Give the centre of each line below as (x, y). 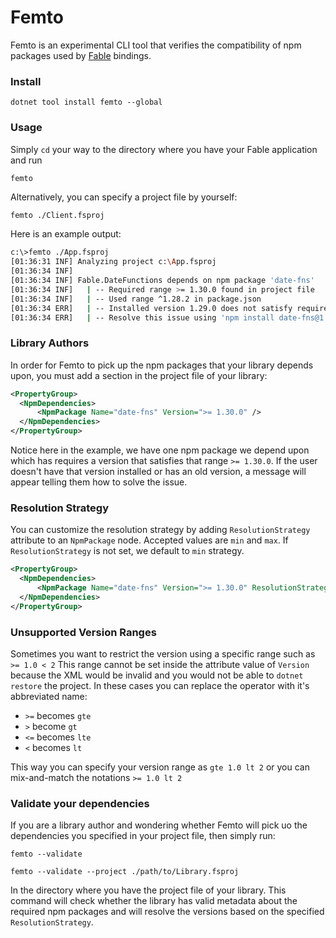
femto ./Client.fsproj (57, 216)
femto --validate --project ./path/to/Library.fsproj (125, 872)
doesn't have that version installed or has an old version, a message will (158, 472)
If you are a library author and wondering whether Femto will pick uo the (159, 825)
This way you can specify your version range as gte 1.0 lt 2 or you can (160, 767)
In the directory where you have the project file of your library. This (148, 890)
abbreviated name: (49, 697)
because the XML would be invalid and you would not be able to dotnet (157, 675)
